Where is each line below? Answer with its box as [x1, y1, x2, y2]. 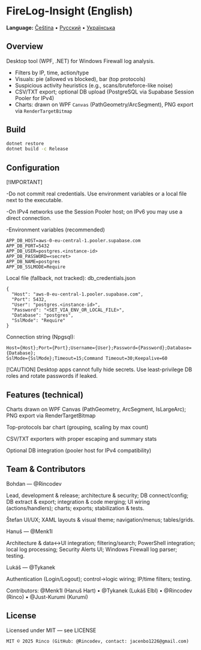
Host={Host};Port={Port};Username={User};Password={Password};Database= [6, 345, 192, 351]
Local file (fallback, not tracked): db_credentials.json [6, 275, 136, 282]
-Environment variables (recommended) [6, 226, 105, 233]
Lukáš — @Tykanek [6, 564, 56, 571]
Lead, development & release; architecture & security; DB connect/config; [6, 492, 189, 499]
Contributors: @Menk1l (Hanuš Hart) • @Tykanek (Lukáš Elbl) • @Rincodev [6, 586, 193, 594]
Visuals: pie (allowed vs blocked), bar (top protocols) [14, 75, 146, 82]
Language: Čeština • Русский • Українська [6, 24, 116, 31]
